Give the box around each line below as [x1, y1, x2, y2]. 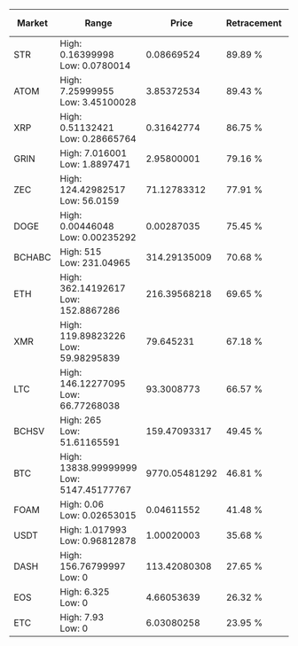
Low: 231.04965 [59, 257, 131, 269]
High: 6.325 [59, 586, 110, 597]
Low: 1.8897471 [59, 159, 131, 170]
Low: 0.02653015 [59, 510, 137, 521]
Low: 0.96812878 [59, 535, 137, 547]
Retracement [225, 17, 282, 29]
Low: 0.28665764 [59, 133, 137, 144]
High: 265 [59, 414, 102, 426]
